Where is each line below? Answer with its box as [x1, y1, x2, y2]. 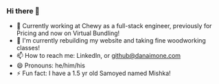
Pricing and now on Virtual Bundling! [16, 29, 120, 37]
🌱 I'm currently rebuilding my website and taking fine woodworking [16, 36, 207, 45]
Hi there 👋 [6, 6, 41, 16]
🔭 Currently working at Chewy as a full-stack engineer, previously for [16, 22, 212, 30]
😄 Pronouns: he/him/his [16, 61, 85, 70]
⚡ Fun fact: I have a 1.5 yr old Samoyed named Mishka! [16, 69, 171, 78]
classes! [16, 44, 41, 52]
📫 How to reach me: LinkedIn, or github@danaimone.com [16, 52, 181, 60]
